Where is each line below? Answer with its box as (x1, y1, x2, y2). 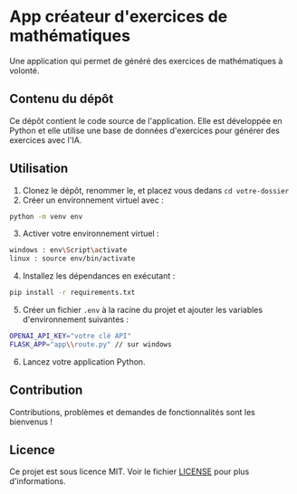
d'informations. (9, 476, 66, 487)
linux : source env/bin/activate (9, 254, 136, 263)
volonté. (9, 65, 40, 76)
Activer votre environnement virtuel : (22, 228, 160, 239)
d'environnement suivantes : (22, 314, 129, 325)
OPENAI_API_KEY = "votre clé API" (9, 332, 131, 341)
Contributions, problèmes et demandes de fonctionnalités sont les (9, 406, 255, 417)
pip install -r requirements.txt (9, 288, 136, 298)
